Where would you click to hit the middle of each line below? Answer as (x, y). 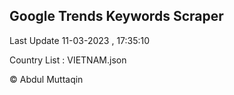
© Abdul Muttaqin (46, 79)
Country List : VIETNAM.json (68, 60)
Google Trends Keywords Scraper (116, 16)
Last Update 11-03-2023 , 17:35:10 (80, 40)
